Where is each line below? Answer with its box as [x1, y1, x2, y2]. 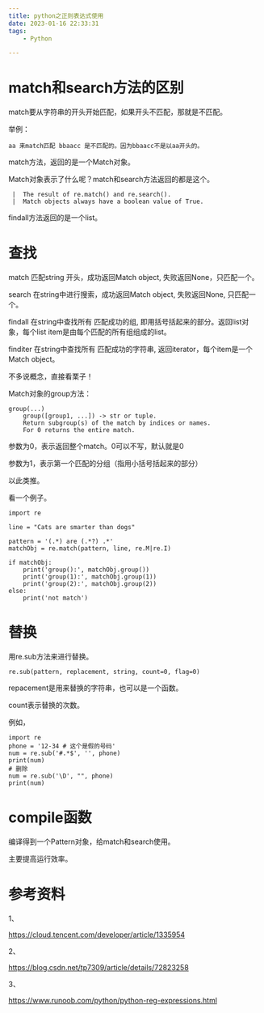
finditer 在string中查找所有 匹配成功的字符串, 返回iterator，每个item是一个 [8, 345, 253, 354]
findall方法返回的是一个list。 [8, 213, 103, 223]
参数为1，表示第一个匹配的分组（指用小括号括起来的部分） [8, 459, 203, 468]
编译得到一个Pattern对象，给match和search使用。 [8, 837, 175, 846]
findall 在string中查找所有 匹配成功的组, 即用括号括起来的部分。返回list [8, 317, 242, 327]
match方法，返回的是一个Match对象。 [8, 157, 136, 167]
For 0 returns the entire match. [23, 426, 136, 434]
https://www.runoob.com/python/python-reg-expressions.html [8, 995, 218, 1005]
